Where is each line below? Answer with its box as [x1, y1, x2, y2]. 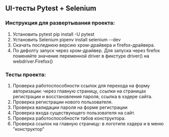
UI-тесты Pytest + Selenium [5, 4, 96, 13]
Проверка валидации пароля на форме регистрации [12, 104, 128, 110]
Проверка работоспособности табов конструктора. [12, 115, 126, 121]
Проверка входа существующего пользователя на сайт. [12, 109, 135, 116]
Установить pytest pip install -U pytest [12, 31, 94, 37]
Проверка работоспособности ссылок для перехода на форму [12, 82, 150, 88]
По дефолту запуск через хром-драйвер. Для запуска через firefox [12, 47, 160, 53]
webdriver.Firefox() [12, 58, 53, 64]
